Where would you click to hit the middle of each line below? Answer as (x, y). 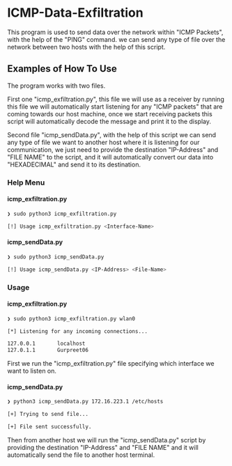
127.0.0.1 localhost (46, 344)
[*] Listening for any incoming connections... (78, 331)
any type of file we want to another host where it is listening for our (103, 142)
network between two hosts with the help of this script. (86, 47)
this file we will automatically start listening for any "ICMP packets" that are (115, 107)
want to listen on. (32, 371)
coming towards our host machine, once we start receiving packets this (110, 114)
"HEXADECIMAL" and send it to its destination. (74, 164)
